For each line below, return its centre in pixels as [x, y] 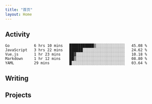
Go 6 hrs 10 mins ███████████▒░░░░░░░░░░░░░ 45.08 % [76, 46]
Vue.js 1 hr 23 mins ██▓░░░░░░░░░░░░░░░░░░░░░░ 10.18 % [76, 54]
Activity [18, 34]
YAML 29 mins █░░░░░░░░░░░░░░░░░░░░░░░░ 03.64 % [76, 63]
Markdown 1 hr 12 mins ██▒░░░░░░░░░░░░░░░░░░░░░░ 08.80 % [76, 59]
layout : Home [19, 14]
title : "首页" [19, 10]
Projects [18, 95]
